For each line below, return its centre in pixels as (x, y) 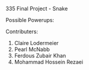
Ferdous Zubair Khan (40, 55)
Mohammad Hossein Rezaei (49, 62)
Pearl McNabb (32, 49)
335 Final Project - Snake (37, 9)
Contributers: (22, 31)
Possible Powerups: (30, 20)
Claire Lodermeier (36, 43)
